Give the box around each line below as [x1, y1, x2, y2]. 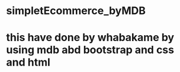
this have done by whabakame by [6, 31, 175, 44]
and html [6, 56, 50, 69]
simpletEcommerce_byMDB [6, 4, 146, 18]
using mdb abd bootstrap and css [6, 43, 175, 57]
